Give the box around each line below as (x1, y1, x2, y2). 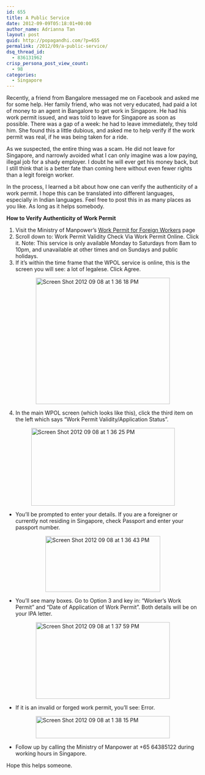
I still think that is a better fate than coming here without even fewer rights (6, 165, 193, 172)
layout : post (6, 32, 40, 38)
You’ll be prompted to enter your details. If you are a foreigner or (15, 511, 178, 518)
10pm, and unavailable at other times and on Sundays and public (15, 246, 179, 253)
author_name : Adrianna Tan (6, 26, 75, 32)
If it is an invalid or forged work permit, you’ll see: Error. (15, 704, 155, 711)
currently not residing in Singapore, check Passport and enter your (15, 517, 184, 525)
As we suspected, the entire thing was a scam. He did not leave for (6, 145, 176, 153)
